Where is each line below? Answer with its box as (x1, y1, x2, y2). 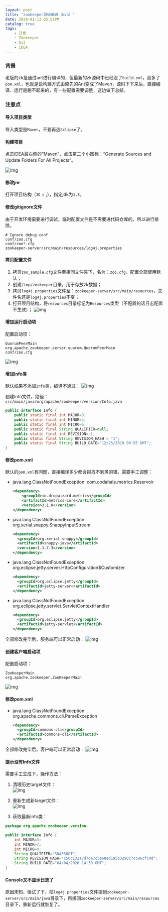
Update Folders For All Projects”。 (5, 157, 76, 163)
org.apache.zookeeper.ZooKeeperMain (5, 675, 82, 680)
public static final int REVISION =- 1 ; (14, 431, 95, 436)
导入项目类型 (5, 114, 32, 121)
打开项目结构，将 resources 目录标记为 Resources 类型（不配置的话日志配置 (12, 300, 163, 306)
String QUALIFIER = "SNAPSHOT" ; (14, 851, 78, 856)
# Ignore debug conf (5, 232, 49, 238)
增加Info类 (5, 371, 27, 377)
